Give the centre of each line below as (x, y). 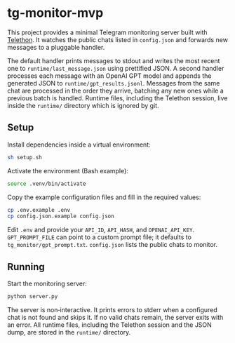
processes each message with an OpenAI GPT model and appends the (109, 76)
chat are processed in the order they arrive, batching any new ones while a (116, 90)
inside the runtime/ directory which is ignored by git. (83, 105)
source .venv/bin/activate (47, 184)
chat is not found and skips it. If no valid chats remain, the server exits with (115, 317)
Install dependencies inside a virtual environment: (79, 144)
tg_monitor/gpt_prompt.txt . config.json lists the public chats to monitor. (112, 245)
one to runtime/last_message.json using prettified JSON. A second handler (116, 68)
